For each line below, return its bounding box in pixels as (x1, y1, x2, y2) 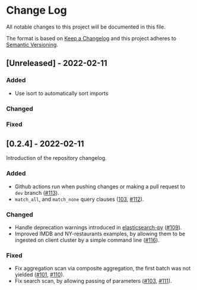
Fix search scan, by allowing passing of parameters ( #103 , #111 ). (14, 278, 172, 285)
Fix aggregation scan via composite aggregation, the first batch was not (14, 265, 191, 272)
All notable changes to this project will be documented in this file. (6, 23, 166, 30)
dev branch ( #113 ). (14, 189, 59, 196)
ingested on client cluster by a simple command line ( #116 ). (14, 236, 160, 244)
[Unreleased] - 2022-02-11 (6, 58, 108, 68)
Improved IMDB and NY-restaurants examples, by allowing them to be (14, 230, 186, 237)
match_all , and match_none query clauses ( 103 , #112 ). (14, 196, 144, 203)
